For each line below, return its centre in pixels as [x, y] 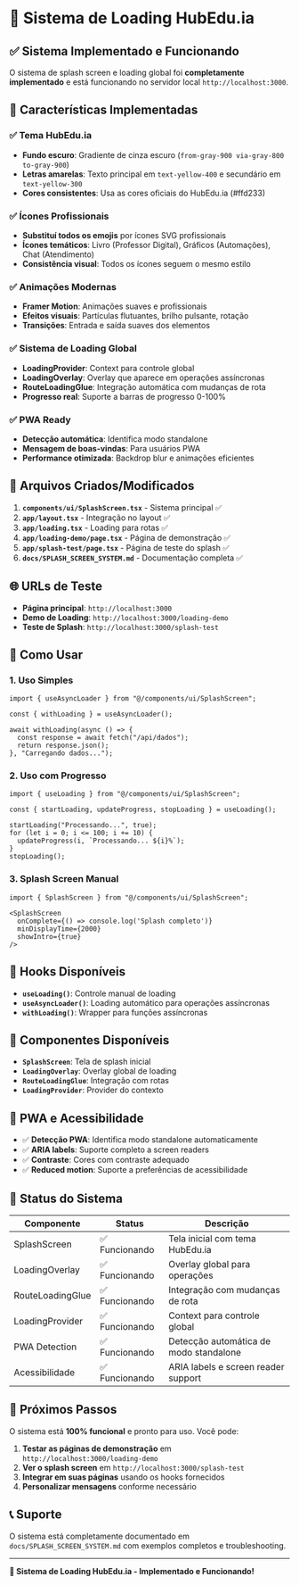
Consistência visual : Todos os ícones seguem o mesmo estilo [136, 263]
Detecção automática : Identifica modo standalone [115, 439]
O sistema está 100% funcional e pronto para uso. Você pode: [124, 1431]
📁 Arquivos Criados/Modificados [102, 486]
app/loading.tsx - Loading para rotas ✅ [95, 527]
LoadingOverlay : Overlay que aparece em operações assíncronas [143, 378]
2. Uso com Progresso [58, 776]
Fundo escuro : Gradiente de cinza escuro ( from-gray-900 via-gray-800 [153, 154]
